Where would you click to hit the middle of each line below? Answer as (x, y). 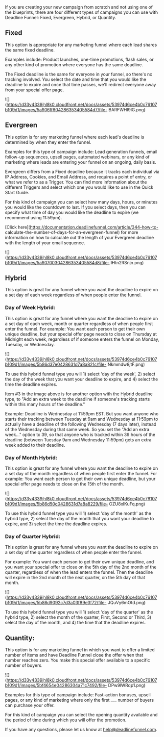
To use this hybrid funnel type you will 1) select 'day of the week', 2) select (80, 374)
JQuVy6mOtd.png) (127, 603)
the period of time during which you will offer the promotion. (66, 720)
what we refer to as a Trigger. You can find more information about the (76, 182)
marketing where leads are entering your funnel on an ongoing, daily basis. (81, 162)
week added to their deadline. (35, 445)
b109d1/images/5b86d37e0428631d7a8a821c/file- (56, 364)
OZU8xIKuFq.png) (127, 504)
